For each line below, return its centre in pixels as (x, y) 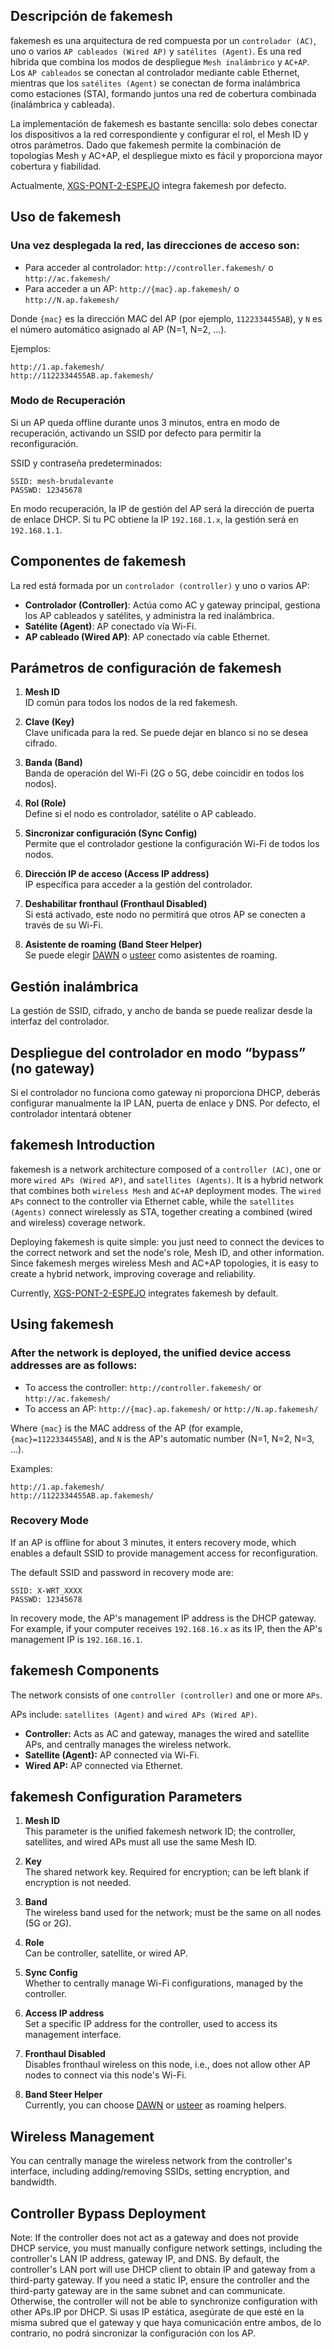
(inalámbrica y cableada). (62, 104)
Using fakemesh (62, 1324)
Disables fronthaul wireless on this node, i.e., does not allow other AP (167, 2065)
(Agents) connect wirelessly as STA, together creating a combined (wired (161, 1211)
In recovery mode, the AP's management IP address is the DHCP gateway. (163, 1618)
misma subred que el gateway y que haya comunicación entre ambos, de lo (166, 2323)
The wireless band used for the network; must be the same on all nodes (173, 1913)
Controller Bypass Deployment (108, 2213)
